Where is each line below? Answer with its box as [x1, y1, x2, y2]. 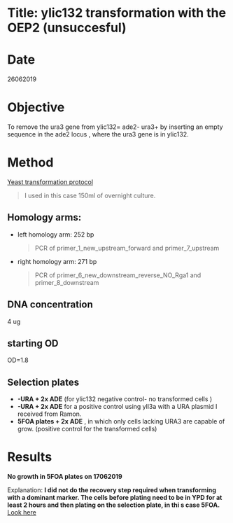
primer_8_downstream [34, 278, 99, 286]
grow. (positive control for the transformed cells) [17, 425, 157, 433]
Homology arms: [7, 211, 82, 223]
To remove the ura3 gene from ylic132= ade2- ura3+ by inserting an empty [7, 123, 223, 131]
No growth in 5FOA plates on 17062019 [7, 473, 122, 481]
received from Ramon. [17, 410, 82, 418]
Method [7, 155, 54, 171]
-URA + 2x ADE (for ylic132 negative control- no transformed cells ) [17, 395, 213, 403]
